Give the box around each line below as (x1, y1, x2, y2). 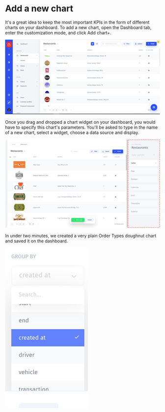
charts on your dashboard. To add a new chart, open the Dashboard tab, (5, 24, 152, 30)
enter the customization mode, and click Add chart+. (5, 30, 111, 35)
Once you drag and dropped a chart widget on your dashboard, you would (5, 119, 156, 125)
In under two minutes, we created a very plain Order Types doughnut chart (5, 233, 157, 239)
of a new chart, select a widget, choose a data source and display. (5, 130, 139, 136)
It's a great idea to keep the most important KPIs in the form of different (5, 19, 150, 25)
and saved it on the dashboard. (5, 238, 68, 244)
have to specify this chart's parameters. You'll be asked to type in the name (5, 124, 158, 131)
